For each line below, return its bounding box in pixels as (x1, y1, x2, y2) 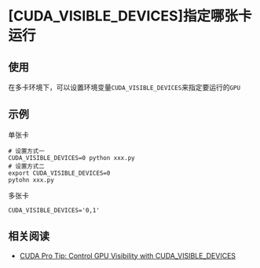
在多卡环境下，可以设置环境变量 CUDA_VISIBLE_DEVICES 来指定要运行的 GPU (8, 83, 241, 92)
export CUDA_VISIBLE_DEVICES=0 (8, 169, 111, 177)
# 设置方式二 (8, 162, 45, 170)
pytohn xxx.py (8, 176, 55, 184)
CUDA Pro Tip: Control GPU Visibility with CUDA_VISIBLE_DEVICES (19, 251, 236, 260)
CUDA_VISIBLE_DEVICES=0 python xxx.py (8, 154, 135, 161)
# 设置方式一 (8, 147, 45, 155)
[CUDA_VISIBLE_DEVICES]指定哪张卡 (8, 7, 253, 25)
